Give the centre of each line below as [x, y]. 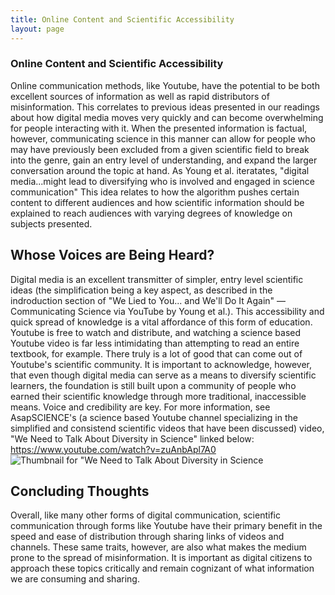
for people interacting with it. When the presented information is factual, [159, 128]
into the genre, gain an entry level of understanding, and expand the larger [164, 160]
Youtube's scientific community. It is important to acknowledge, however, [161, 364]
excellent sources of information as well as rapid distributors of [140, 96]
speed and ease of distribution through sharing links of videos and [147, 537]
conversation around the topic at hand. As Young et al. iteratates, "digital [160, 170]
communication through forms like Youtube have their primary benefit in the [166, 526]
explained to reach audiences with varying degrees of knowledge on [151, 213]
